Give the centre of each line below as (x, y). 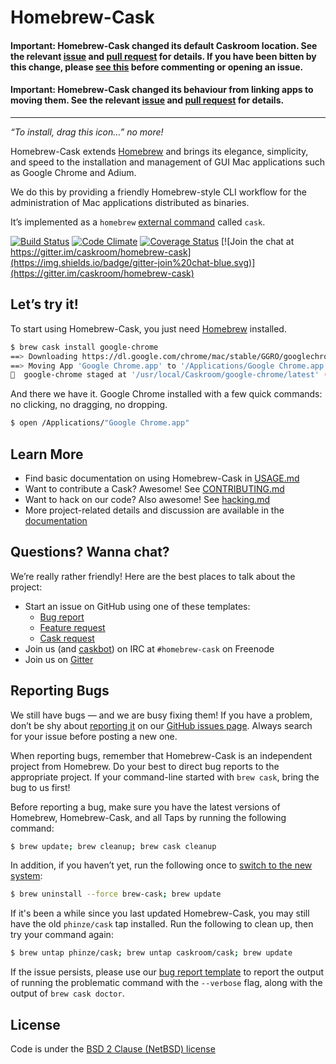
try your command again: (62, 935)
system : (26, 876)
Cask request (67, 638)
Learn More (47, 454)
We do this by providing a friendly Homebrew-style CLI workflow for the (158, 192)
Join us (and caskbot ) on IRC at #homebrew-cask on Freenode (149, 648)
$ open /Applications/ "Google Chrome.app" (100, 423)
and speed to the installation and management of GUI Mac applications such (168, 162)
